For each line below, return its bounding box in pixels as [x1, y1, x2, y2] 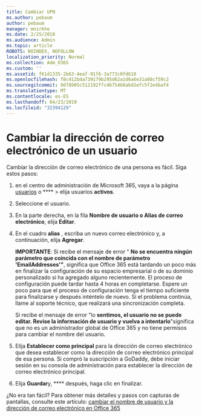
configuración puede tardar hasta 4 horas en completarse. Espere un [15, 280, 187, 288]
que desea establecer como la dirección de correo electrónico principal [15, 349, 194, 356]
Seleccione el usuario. [15, 200, 71, 207]
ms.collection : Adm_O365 [6, 59, 69, 65]
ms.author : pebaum [6, 15, 53, 21]
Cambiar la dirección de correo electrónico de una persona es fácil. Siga [6, 164, 187, 171]
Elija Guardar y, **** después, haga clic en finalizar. [15, 380, 143, 387]
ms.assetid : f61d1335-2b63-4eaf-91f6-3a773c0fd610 [6, 71, 137, 77]
